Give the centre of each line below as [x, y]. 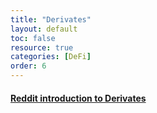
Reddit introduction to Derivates [78, 98]
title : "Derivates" [51, 19]
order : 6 [28, 66]
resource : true [42, 47]
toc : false [33, 38]
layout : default [44, 29]
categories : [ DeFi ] [51, 57]
